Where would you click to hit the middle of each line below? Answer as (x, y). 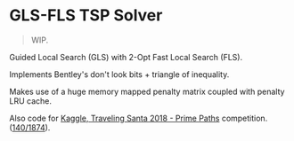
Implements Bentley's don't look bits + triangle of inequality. (119, 74)
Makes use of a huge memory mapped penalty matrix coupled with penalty (147, 91)
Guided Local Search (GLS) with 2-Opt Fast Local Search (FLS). (126, 57)
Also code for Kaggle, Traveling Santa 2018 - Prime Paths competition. (139, 118)
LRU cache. (30, 101)
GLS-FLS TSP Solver (86, 16)
